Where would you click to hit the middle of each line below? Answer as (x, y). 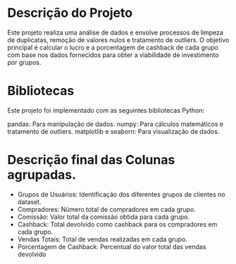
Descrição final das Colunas (91, 160)
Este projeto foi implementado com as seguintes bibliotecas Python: (106, 110)
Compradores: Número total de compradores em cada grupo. (106, 209)
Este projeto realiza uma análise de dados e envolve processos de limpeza (116, 32)
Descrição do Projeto (70, 13)
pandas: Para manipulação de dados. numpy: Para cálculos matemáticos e (116, 124)
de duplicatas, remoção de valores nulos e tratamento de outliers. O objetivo (118, 39)
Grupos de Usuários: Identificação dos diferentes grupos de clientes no (121, 194)
